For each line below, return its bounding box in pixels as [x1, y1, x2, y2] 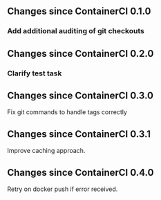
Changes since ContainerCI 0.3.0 [7, 90, 154, 102]
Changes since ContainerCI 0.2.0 [7, 48, 154, 60]
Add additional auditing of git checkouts [7, 26, 145, 36]
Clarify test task [7, 69, 62, 78]
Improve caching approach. [7, 147, 86, 155]
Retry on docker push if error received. [7, 185, 118, 193]
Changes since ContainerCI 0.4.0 [7, 166, 154, 179]
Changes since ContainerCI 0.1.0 [7, 6, 151, 17]
